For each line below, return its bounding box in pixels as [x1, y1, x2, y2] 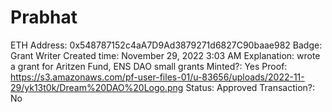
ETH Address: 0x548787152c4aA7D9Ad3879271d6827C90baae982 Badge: [10, 39, 323, 51]
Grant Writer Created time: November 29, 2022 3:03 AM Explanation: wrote [10, 49, 321, 61]
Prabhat [10, 6, 78, 29]
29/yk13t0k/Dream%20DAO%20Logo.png [10, 81, 184, 93]
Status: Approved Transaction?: [185, 81, 316, 93]
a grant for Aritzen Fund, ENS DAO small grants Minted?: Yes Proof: [10, 60, 288, 72]
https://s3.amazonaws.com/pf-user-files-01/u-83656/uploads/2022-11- [10, 71, 305, 83]
